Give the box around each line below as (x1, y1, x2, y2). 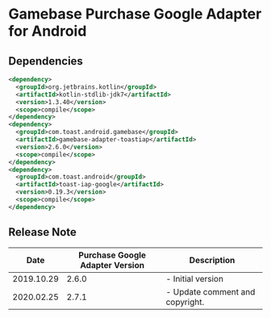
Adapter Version (80, 259, 145, 270)
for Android (8, 22, 87, 40)
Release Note (8, 225, 77, 239)
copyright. (165, 296, 205, 308)
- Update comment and (165, 286, 256, 297)
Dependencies (8, 54, 83, 68)
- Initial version (165, 273, 224, 284)
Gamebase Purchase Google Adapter (8, 5, 262, 23)
